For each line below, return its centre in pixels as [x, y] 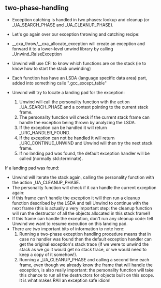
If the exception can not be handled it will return [67, 138]
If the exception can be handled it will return [63, 128]
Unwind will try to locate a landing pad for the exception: [68, 92]
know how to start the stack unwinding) [51, 68]
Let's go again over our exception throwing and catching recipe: [76, 34]
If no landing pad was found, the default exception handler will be [84, 153]
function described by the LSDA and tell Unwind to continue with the [80, 203]
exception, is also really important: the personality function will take [86, 270]
